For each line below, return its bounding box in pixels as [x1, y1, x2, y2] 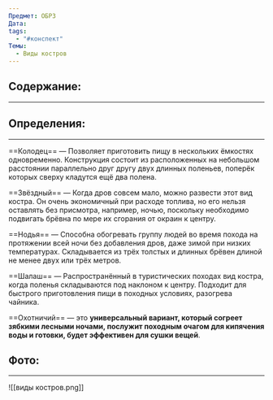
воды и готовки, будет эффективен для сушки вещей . [8, 330, 201, 340]
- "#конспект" [15, 34, 63, 43]
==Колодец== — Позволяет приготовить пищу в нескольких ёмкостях [8, 146, 254, 155]
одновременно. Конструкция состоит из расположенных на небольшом [8, 154, 260, 164]
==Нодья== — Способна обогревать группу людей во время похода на [8, 229, 258, 239]
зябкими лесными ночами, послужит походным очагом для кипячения [8, 321, 265, 331]
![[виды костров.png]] [8, 383, 84, 393]
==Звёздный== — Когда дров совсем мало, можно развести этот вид [8, 188, 253, 198]
